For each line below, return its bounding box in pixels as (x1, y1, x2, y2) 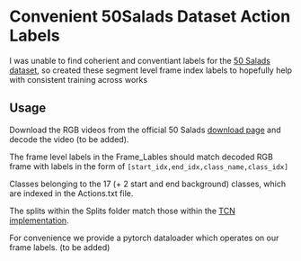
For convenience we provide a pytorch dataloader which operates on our (9, 232, 279, 243)
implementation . (9, 214, 69, 226)
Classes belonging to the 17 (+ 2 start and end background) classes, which (9, 178, 286, 189)
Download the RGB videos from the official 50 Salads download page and (9, 124, 281, 135)
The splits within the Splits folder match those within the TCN (9, 205, 235, 216)
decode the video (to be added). (9, 133, 129, 145)
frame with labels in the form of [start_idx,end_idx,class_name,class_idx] (9, 160, 289, 172)
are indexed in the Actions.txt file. (9, 187, 134, 199)
